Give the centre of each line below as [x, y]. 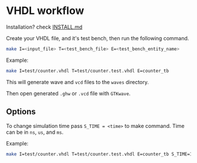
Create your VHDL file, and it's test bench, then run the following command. [98, 38]
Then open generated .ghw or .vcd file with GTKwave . [68, 93]
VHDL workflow [45, 11]
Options [21, 112]
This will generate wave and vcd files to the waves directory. [78, 82]
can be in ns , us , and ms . [35, 132]
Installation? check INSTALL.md [44, 27]
